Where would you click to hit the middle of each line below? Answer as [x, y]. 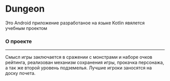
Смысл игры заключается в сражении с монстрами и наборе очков [79, 57]
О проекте [18, 41]
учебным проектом [26, 28]
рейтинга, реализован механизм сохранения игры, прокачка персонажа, [85, 63]
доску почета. [20, 73]
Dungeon [25, 9]
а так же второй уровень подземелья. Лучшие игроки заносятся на [79, 68]
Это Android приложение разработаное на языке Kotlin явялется [75, 23]
